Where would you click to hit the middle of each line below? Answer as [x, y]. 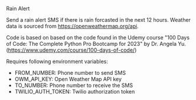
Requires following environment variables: [57, 61]
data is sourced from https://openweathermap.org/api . [72, 26]
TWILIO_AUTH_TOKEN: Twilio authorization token [75, 91]
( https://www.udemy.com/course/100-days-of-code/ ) [71, 50]
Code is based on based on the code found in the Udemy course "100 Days [98, 37]
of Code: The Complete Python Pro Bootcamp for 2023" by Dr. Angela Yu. [96, 44]
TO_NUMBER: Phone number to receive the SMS [74, 85]
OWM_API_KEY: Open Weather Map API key [68, 79]
